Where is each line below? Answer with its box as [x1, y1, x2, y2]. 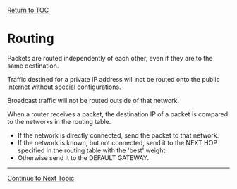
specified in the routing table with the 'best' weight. [17, 146, 168, 154]
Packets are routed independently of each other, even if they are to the [7, 54, 213, 62]
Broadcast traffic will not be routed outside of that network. [7, 96, 180, 104]
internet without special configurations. [7, 83, 121, 91]
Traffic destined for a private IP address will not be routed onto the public [7, 75, 220, 83]
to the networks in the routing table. [7, 117, 111, 126]
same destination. [7, 61, 59, 70]
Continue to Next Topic [7, 173, 75, 182]
